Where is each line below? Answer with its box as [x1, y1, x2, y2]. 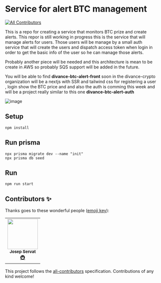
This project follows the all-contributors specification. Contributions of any [5, 268, 154, 274]
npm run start [5, 182, 34, 186]
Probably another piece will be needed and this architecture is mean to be [5, 59, 153, 65]
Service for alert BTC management [5, 3, 147, 15]
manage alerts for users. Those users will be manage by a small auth [5, 39, 143, 45]
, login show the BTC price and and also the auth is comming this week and [5, 83, 155, 89]
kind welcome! [5, 273, 34, 280]
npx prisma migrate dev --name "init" [5, 151, 83, 156]
